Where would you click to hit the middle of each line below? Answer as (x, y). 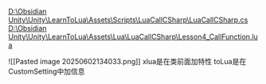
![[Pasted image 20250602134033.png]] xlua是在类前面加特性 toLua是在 (127, 61)
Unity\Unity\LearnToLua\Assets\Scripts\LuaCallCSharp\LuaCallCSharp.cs (128, 20)
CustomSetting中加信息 (47, 71)
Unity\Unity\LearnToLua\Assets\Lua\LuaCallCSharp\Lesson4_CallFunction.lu (133, 36)
